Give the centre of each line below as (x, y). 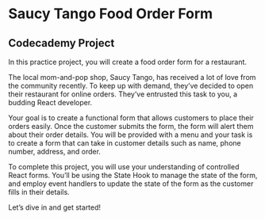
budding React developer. (50, 102)
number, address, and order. (55, 152)
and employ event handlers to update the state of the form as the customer (131, 184)
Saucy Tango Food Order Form (111, 14)
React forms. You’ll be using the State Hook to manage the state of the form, (133, 175)
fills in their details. (39, 192)
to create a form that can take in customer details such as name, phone (125, 143)
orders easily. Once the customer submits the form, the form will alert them (131, 126)
